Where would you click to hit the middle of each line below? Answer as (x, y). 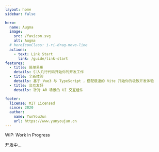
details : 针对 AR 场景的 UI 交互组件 (48, 90)
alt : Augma (25, 41)
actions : (18, 49)
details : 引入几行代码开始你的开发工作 (49, 72)
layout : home (18, 9)
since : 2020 (22, 108)
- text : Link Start (33, 54)
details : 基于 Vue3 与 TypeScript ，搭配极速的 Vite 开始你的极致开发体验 (84, 81)
